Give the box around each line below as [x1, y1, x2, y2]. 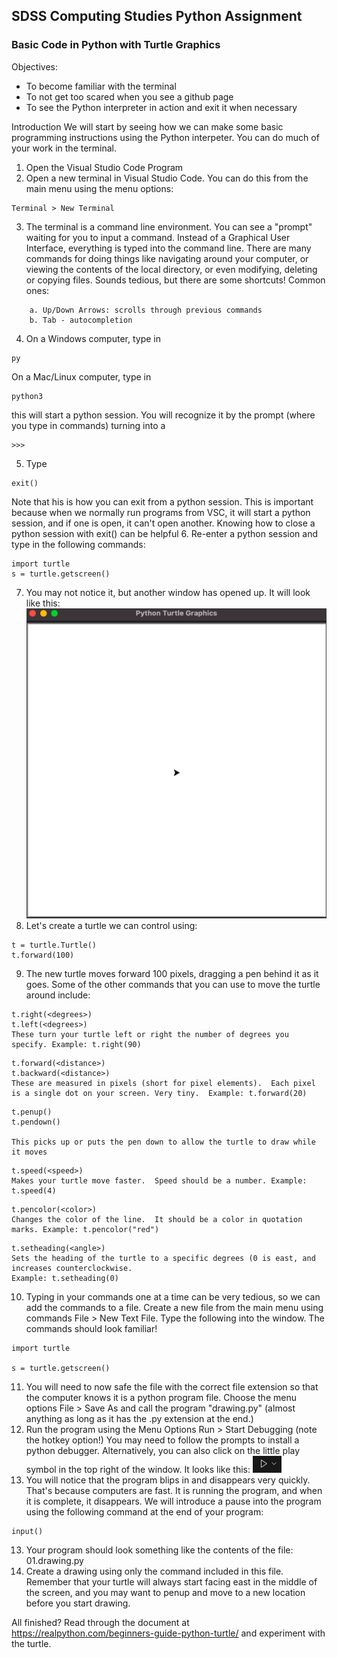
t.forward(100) [11, 950, 75, 960]
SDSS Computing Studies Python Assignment [11, 8, 303, 25]
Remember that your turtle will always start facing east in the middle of [25, 1575, 318, 1588]
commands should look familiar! [25, 1322, 158, 1334]
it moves [11, 1147, 48, 1157]
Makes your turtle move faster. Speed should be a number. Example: [11, 1175, 308, 1186]
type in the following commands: [11, 538, 146, 550]
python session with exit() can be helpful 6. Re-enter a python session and [11, 527, 318, 539]
